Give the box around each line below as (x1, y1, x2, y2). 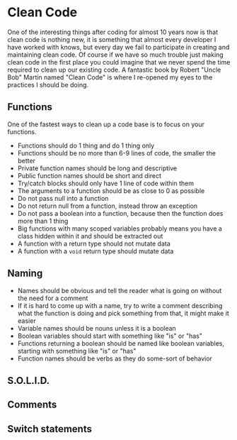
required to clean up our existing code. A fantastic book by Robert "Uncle (7, 65, 221, 74)
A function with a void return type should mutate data (17, 246, 174, 255)
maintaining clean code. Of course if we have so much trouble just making (7, 50, 224, 59)
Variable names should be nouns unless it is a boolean (17, 324, 177, 332)
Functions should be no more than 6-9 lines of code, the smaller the (17, 148, 216, 157)
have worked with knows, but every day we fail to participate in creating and (7, 43, 230, 51)
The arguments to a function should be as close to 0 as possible (17, 186, 205, 195)
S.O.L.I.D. (7, 374, 50, 387)
